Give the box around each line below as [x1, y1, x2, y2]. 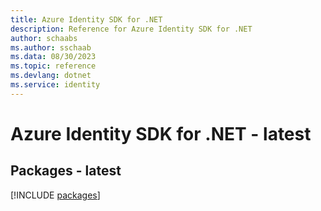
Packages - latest [10, 162, 122, 180]
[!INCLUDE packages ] [10, 189, 101, 201]
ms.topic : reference [10, 61, 97, 71]
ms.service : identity [10, 80, 101, 90]
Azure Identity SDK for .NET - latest [10, 122, 312, 145]
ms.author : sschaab [10, 42, 92, 53]
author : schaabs [10, 33, 78, 43]
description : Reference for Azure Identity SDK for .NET [10, 24, 253, 34]
